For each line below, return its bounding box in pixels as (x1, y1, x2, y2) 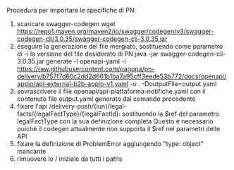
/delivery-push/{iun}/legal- (49, 102, 128, 110)
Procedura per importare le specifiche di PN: (6, 6, 137, 14)
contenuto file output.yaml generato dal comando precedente (16, 95, 196, 103)
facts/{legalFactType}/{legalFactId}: (16, 109, 121, 118)
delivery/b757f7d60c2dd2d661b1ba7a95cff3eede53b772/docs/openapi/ (16, 72, 227, 80)
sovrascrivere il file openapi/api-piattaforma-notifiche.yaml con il (16, 87, 206, 95)
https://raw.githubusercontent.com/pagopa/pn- (16, 65, 155, 73)
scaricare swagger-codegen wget (16, 20, 116, 28)
